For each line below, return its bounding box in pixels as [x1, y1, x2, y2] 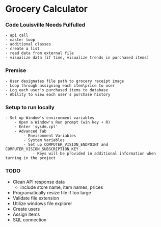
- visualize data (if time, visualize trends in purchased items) [5, 55, 149, 60]
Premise [5, 67, 26, 74]
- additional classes [5, 42, 51, 47]
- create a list [5, 46, 40, 52]
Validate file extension [12, 195, 60, 201]
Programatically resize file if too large [12, 190, 92, 196]
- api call [5, 33, 29, 38]
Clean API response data [12, 179, 65, 185]
